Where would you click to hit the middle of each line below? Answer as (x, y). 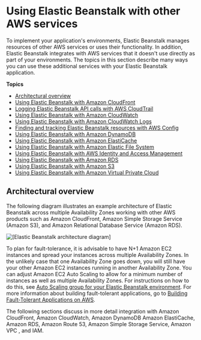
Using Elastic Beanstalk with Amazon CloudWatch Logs (83, 121)
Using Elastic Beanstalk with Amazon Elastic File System (85, 147)
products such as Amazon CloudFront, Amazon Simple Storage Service (94, 218)
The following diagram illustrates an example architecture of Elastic (89, 206)
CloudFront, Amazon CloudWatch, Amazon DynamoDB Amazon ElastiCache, (100, 318)
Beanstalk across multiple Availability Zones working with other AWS (91, 212)
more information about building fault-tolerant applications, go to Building (97, 293)
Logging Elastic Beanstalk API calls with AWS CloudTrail (84, 108)
